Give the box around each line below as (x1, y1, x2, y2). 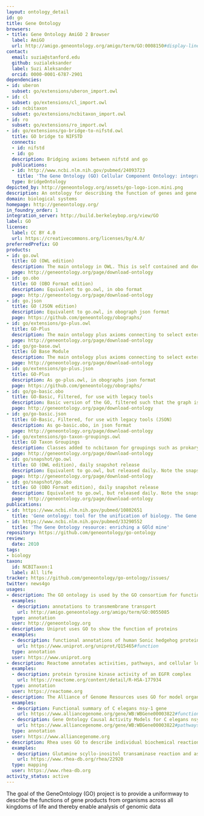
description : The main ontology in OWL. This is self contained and (12, 264, 189, 270)
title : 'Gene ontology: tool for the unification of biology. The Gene (12, 513, 197, 519)
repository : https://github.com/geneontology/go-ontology (6, 530, 156, 536)
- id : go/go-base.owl (6, 343, 61, 349)
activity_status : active (6, 773, 69, 779)
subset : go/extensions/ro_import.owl (12, 122, 107, 128)
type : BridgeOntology (12, 179, 67, 185)
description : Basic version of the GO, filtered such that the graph (12, 399, 191, 406)
